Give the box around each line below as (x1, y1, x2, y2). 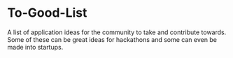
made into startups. (7, 43, 64, 51)
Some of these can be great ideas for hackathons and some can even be (7, 35, 217, 43)
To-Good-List (7, 5, 87, 21)
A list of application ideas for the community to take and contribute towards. (7, 28, 227, 36)
